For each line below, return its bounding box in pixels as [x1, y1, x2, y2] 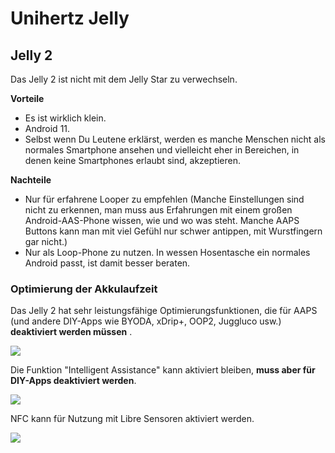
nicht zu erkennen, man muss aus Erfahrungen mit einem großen [24, 204, 293, 216]
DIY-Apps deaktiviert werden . [10, 375, 137, 387]
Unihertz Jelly [10, 7, 130, 30]
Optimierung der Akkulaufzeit [10, 282, 158, 296]
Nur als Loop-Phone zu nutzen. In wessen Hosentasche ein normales [24, 247, 311, 258]
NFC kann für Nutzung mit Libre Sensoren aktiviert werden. [10, 413, 255, 425]
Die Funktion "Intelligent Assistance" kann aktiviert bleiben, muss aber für [10, 364, 316, 376]
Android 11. [24, 123, 71, 134]
